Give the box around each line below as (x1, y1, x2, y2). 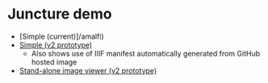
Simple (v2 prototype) (19, 39, 93, 49)
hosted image (31, 57, 77, 67)
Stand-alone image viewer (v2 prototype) (19, 65, 157, 75)
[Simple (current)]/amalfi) (19, 31, 104, 41)
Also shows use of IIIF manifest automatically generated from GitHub (31, 48, 260, 58)
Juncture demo (7, 5, 112, 23)
